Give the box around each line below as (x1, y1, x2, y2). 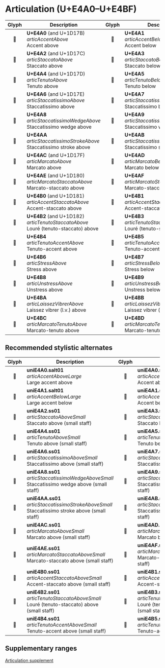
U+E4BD (124, 314, 145, 321)
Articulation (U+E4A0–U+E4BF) (5, 3, 137, 15)
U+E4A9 (124, 111, 145, 118)
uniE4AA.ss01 (27, 495, 61, 502)
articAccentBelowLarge (27, 393, 81, 400)
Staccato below (124, 62, 161, 69)
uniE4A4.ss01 (27, 428, 60, 435)
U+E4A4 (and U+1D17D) (27, 70, 85, 77)
